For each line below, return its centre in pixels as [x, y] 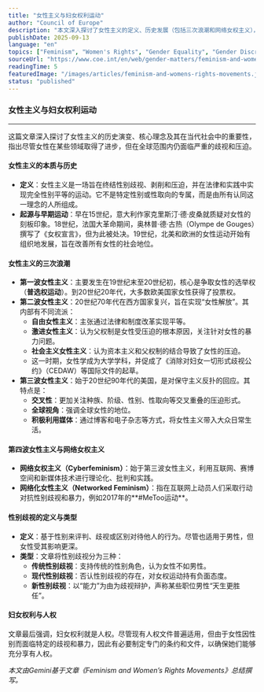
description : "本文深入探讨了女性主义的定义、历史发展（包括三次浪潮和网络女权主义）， [134, 30]
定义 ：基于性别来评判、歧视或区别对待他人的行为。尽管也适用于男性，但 [136, 536]
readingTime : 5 [33, 67]
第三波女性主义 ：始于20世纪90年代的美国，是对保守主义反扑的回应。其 [135, 381]
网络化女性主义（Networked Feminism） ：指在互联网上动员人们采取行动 [136, 488]
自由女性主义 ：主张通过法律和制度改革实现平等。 [110, 322]
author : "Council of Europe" [56, 23]
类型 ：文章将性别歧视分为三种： [71, 556]
